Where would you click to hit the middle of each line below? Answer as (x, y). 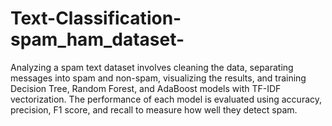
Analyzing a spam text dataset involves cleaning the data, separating (152, 67)
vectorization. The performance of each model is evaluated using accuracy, (166, 99)
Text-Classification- (96, 18)
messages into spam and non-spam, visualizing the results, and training (158, 78)
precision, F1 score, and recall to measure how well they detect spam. (154, 109)
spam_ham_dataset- (97, 39)
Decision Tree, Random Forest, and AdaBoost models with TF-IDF (146, 88)
